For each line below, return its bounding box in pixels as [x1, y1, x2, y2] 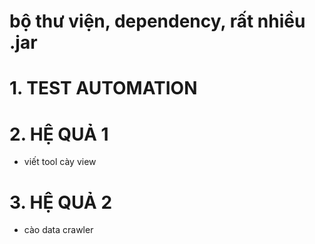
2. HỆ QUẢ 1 [9, 123, 109, 145]
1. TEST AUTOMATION [9, 77, 198, 100]
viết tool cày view [23, 156, 97, 168]
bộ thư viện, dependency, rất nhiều [9, 10, 306, 33]
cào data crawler [23, 224, 94, 236]
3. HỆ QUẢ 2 [9, 191, 113, 214]
